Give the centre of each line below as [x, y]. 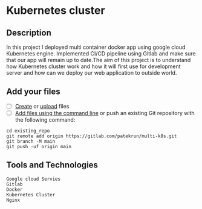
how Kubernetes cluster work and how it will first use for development [93, 66]
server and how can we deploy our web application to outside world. [92, 73]
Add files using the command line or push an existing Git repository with [105, 113]
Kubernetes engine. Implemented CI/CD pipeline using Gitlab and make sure [101, 54]
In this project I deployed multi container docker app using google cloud [96, 47]
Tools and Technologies [52, 165]
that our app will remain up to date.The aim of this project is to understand [99, 60]
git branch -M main [31, 141]
